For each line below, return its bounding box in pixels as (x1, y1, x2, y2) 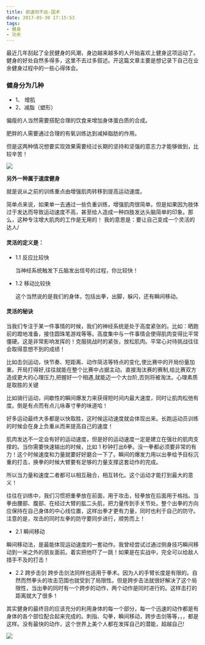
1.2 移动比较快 (15, 279, 51, 287)
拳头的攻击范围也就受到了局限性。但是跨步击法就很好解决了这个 (31, 577, 192, 584)
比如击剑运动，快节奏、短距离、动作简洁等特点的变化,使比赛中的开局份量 (6, 358, 190, 365)
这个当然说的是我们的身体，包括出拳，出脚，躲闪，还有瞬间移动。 (15, 293, 181, 300)
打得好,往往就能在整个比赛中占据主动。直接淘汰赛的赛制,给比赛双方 (27, 366, 197, 373)
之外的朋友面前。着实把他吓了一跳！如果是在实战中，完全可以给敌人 (27, 548, 199, 556)
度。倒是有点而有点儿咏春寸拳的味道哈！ (6, 401, 108, 409)
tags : (6, 20, 20, 26)
